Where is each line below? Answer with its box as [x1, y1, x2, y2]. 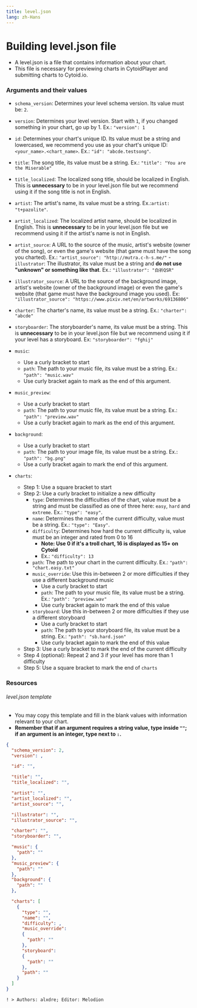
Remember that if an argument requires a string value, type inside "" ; [14, 724, 187, 731]
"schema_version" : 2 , [11, 747, 65, 753]
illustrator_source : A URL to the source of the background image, [14, 278, 178, 285]
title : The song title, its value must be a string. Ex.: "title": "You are [14, 159, 186, 166]
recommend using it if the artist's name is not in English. [14, 229, 151, 236]
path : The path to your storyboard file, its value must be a [41, 626, 181, 634]
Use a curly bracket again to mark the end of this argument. [23, 460, 169, 467]
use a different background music [32, 576, 114, 584]
